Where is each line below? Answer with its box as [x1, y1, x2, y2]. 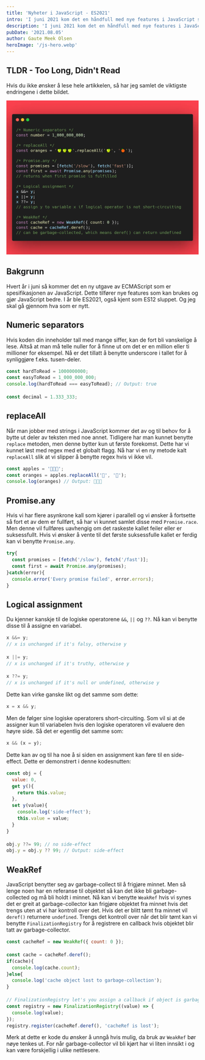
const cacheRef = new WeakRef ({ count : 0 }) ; [6, 939, 124, 945]
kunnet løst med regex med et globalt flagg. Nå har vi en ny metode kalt [6, 446, 187, 454]
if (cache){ [6, 958, 34, 964]
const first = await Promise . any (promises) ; [12, 563, 127, 569]
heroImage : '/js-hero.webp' [6, 42, 78, 48]
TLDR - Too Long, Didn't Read [6, 65, 121, 76]
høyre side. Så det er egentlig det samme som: [6, 727, 124, 735]
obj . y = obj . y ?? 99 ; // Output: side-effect [6, 847, 124, 854]
